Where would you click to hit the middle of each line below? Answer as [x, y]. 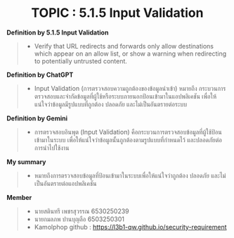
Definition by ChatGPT [40, 75]
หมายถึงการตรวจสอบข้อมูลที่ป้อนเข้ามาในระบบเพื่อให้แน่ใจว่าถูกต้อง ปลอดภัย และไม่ [130, 175]
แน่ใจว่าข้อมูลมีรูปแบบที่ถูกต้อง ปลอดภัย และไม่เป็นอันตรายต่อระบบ [111, 104]
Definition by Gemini [37, 118]
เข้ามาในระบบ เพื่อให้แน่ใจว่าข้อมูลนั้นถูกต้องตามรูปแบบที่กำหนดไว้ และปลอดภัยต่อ [128, 139]
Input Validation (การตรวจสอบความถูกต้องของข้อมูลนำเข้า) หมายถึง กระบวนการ [130, 88]
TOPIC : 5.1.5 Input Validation [117, 13]
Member [19, 197]
